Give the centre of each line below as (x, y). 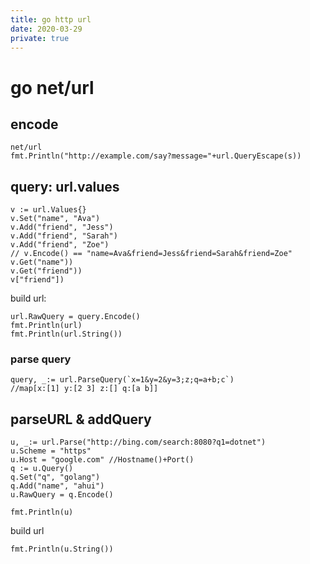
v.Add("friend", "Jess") (62, 227)
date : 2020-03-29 (46, 29)
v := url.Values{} (48, 210)
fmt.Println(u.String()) (62, 549)
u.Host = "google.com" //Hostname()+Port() (102, 460)
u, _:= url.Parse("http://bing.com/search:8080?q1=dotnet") (138, 442)
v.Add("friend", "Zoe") (60, 245)
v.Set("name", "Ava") (55, 219)
